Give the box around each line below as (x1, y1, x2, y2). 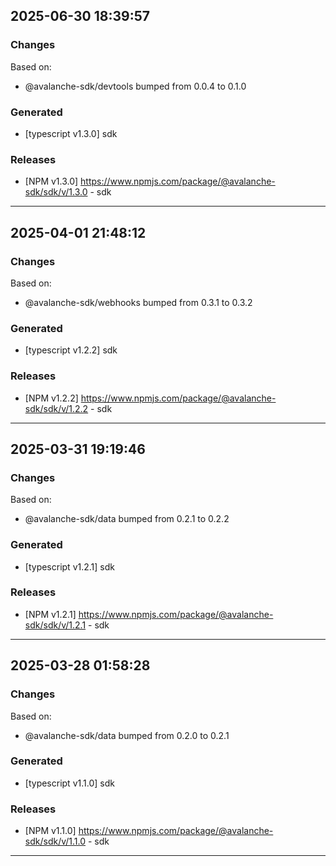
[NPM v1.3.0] (24, 175, 79, 188)
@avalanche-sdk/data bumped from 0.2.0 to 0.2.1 (24, 729, 230, 741)
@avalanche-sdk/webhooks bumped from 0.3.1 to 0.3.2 (24, 296, 253, 308)
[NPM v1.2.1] (24, 608, 77, 620)
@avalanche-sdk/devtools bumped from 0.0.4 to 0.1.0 (24, 80, 247, 92)
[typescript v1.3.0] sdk (24, 127, 118, 139)
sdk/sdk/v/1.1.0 (24, 835, 87, 848)
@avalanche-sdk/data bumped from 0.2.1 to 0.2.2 (24, 513, 230, 525)
